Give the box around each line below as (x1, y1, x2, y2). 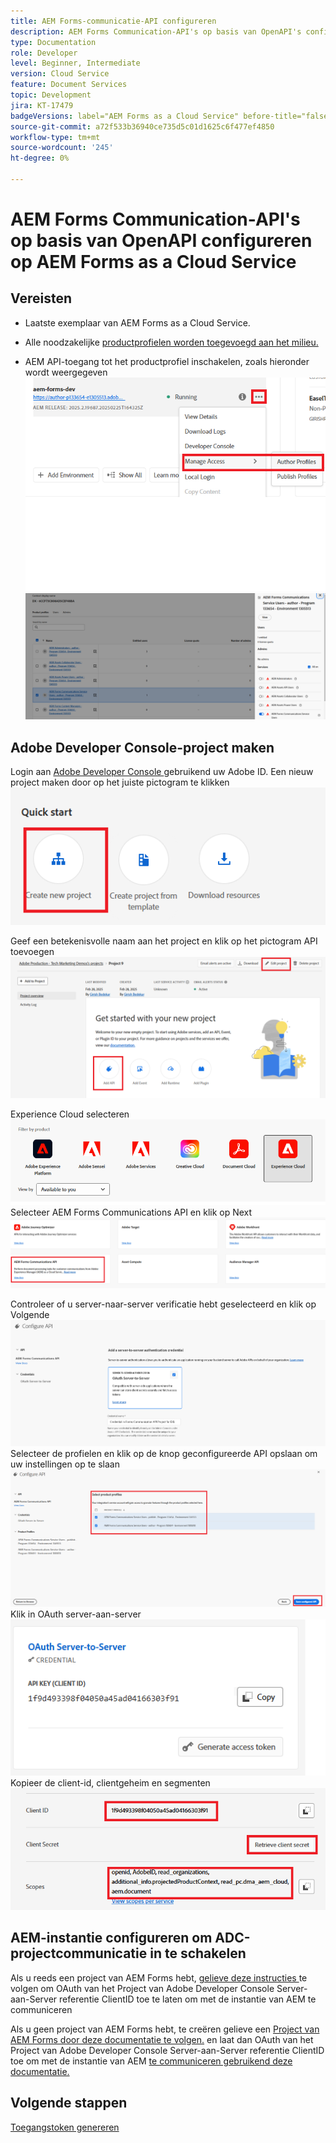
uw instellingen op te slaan (10, 1458, 120, 1470)
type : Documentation (10, 37, 97, 47)
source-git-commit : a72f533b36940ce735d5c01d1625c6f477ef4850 (10, 121, 275, 132)
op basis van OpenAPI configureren (10, 230, 313, 252)
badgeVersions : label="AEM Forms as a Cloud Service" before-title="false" (10, 111, 333, 121)
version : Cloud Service (10, 69, 110, 79)
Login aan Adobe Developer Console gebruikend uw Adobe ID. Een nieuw (10, 766, 314, 778)
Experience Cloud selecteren (10, 1108, 130, 1120)
